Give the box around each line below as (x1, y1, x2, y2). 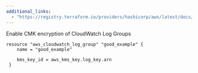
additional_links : (6, 8, 51, 15)
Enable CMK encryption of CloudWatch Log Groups (6, 30, 131, 37)
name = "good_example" (16, 46, 72, 53)
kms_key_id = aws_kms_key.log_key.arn (16, 57, 112, 62)
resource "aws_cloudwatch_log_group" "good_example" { (6, 41, 144, 47)
